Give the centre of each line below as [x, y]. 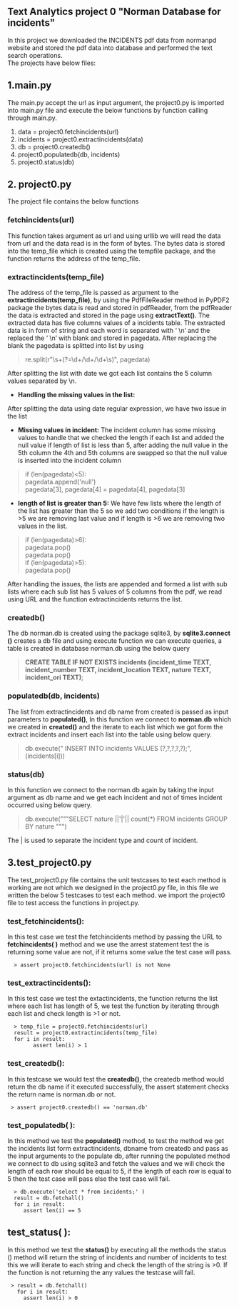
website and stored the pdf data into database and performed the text [110, 48]
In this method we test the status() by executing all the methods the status [117, 1249]
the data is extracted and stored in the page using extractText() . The [109, 315]
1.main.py [30, 85]
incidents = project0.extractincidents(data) [81, 139]
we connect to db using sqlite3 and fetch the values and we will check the [116, 1163]
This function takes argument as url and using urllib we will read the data [114, 236]
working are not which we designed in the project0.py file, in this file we [113, 887]
